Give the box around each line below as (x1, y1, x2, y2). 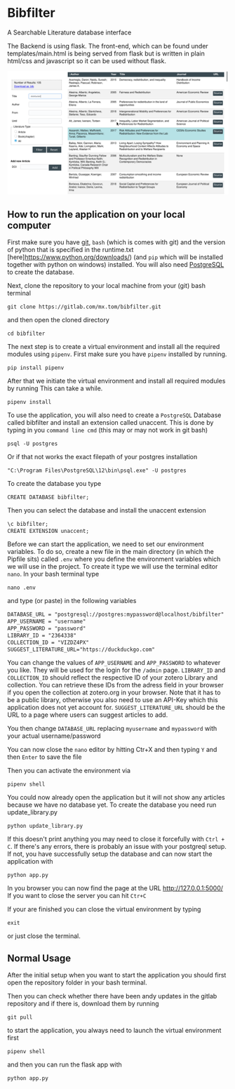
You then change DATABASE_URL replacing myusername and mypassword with (7, 725, 217, 733)
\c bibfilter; (7, 521, 49, 528)
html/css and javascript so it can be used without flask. (7, 56, 167, 65)
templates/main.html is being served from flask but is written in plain (7, 49, 206, 58)
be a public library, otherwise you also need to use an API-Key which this (7, 696, 219, 704)
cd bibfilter (7, 330, 46, 338)
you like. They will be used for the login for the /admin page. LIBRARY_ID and (7, 666, 226, 675)
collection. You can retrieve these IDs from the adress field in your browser (7, 681, 224, 689)
